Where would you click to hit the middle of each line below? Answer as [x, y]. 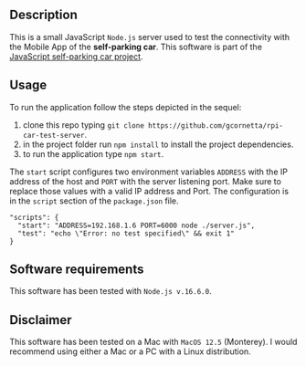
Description [43, 15]
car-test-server [53, 135]
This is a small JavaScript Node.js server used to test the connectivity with [150, 37]
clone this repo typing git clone [83, 125]
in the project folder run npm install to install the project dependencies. [158, 144]
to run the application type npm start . [93, 153]
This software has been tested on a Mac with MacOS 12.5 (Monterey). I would [153, 342]
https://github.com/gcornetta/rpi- [215, 125]
